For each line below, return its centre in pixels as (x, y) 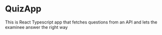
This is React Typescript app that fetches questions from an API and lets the (81, 22)
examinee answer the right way (36, 27)
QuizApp (23, 9)
